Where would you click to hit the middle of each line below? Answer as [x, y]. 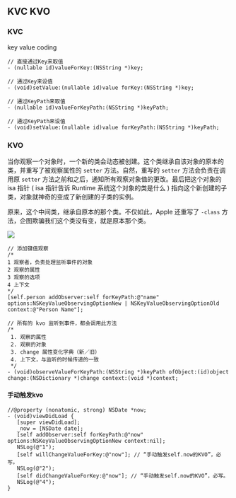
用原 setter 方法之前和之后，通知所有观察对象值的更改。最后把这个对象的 [114, 179]
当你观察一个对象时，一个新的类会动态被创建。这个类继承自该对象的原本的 [116, 161]
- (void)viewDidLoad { [41, 417]
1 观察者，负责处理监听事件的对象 [50, 262]
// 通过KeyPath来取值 [36, 101]
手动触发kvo [25, 395]
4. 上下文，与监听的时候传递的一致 [55, 359]
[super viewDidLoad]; [48, 423]
